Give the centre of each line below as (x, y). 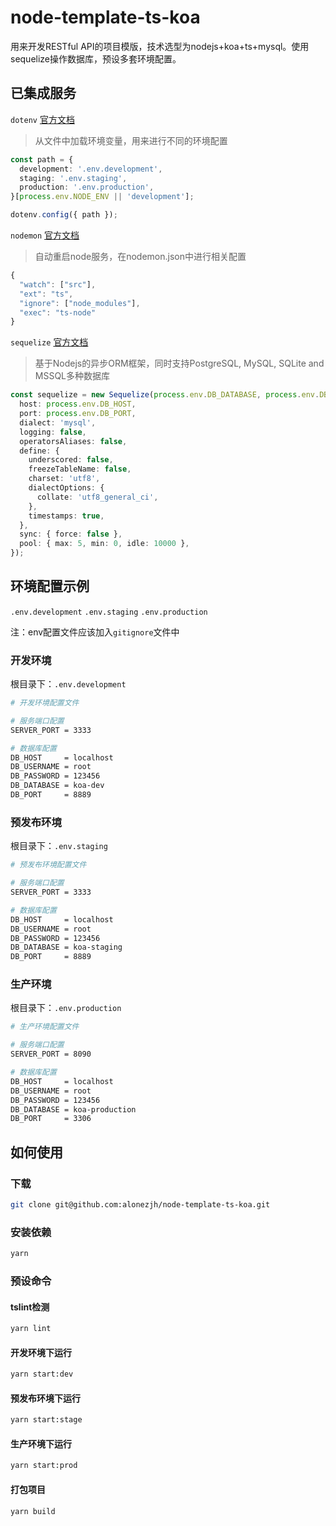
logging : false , (53, 432)
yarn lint (31, 1329)
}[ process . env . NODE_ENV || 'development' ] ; (102, 197)
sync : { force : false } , (71, 534)
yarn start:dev (42, 1374)
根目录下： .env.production (66, 1008)
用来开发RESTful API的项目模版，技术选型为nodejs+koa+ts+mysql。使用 (160, 46)
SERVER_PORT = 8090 (51, 1054)
